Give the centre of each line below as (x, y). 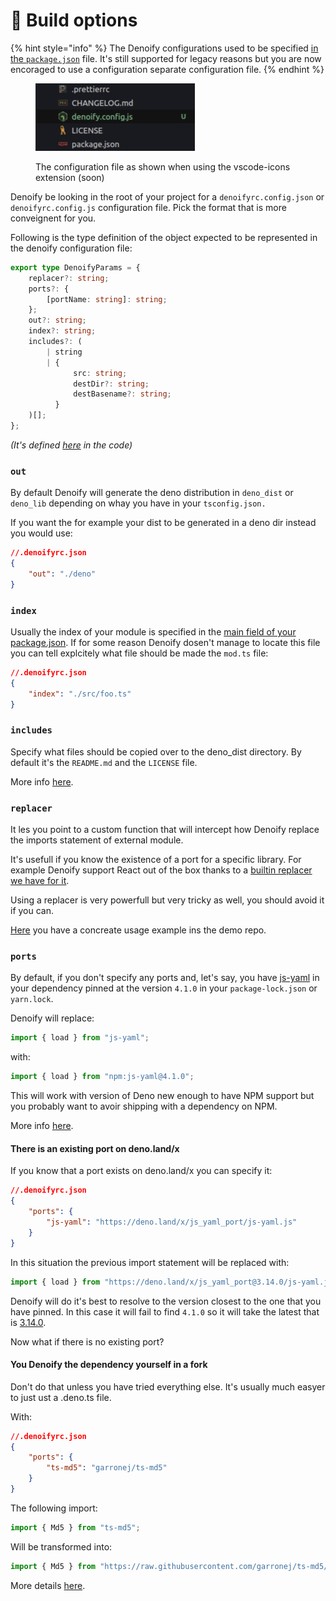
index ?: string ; (62, 331)
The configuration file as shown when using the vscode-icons (163, 166)
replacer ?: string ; (69, 278)
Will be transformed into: (61, 1546)
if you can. (32, 911)
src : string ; (100, 373)
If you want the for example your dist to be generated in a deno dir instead (163, 523)
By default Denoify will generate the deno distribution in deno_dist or (152, 493)
